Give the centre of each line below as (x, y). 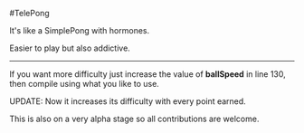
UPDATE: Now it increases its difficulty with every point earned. (128, 101)
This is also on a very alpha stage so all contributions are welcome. (134, 119)
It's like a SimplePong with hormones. (80, 30)
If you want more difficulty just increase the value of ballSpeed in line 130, (148, 74)
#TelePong (29, 13)
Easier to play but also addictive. (70, 48)
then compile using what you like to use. (85, 84)
